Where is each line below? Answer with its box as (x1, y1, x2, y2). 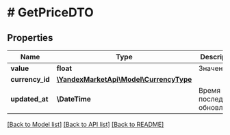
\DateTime (56, 94, 91, 104)
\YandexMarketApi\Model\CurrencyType (56, 75, 192, 84)
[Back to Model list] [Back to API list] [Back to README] (7, 121, 164, 128)
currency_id (10, 75, 50, 84)
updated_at (10, 94, 49, 104)
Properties (7, 32, 53, 44)
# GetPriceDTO (7, 5, 94, 20)
